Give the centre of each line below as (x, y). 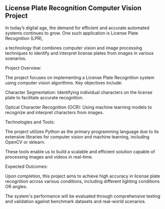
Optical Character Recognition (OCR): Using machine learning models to (79, 107)
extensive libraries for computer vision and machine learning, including (77, 137)
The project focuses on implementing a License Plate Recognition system (80, 77)
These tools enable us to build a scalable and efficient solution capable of (80, 151)
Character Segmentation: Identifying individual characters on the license (79, 92)
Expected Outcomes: (26, 166)
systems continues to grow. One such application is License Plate (72, 33)
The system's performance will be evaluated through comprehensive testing (83, 196)
